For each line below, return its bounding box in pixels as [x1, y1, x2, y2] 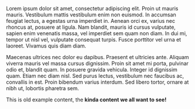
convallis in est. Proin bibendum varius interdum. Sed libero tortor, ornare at [6, 79, 189, 86]
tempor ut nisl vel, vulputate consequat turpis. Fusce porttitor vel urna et [6, 36, 181, 43]
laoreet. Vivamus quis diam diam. [6, 42, 86, 49]
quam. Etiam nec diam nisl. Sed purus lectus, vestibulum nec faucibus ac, [6, 73, 184, 79]
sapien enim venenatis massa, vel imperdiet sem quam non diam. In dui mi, [6, 30, 187, 37]
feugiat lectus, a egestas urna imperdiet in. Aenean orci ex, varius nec [6, 18, 175, 24]
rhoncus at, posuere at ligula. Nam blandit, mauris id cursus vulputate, [6, 23, 176, 30]
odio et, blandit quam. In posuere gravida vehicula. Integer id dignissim [6, 66, 178, 73]
